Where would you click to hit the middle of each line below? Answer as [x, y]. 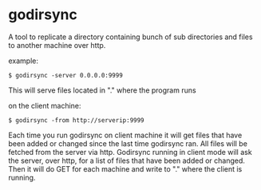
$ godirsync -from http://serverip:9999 [77, 120]
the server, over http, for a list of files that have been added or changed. [127, 160]
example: [23, 61]
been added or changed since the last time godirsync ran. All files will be [128, 143]
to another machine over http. [57, 45]
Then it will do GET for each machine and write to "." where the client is [125, 168]
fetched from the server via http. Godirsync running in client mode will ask [130, 152]
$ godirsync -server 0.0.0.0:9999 [66, 75]
